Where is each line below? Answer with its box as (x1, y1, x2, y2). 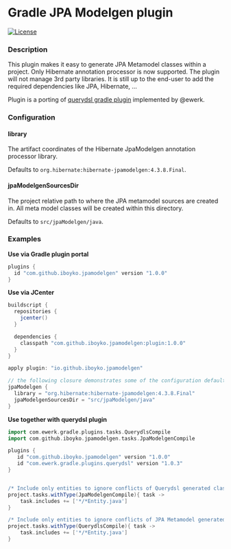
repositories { (14, 308, 58, 315)
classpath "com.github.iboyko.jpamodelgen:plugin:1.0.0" (20, 339, 186, 346)
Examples (8, 234, 42, 244)
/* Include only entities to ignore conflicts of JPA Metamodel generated (8, 517, 226, 524)
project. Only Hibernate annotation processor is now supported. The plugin (8, 67, 220, 76)
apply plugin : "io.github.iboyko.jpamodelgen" (8, 365, 143, 372)
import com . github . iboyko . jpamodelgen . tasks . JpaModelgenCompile (8, 435, 195, 442)
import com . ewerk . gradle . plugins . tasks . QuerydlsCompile (8, 428, 171, 436)
